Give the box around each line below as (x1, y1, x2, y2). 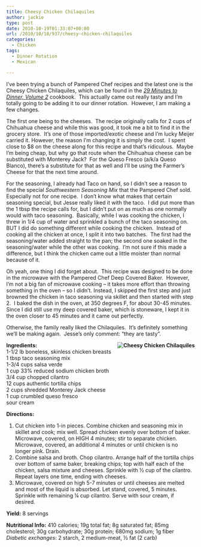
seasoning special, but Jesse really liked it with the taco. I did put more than (6, 198, 195, 206)
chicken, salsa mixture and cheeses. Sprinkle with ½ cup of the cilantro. (14, 466, 193, 473)
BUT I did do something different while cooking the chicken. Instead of (6, 224, 182, 231)
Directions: (6, 410, 35, 417)
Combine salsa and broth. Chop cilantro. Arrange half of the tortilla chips (14, 454, 194, 461)
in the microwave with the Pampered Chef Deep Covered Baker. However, (6, 274, 190, 281)
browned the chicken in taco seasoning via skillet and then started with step (6, 293, 194, 300)
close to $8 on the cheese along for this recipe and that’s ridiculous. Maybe (6, 143, 194, 150)
